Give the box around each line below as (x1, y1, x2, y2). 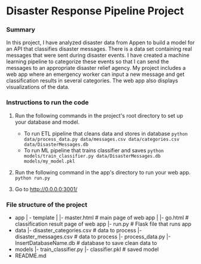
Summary (6, 26, 36, 34)
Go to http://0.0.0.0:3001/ (14, 185, 78, 192)
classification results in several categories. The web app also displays (6, 77, 178, 84)
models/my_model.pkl (23, 158, 75, 164)
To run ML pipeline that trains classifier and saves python (23, 146, 165, 154)
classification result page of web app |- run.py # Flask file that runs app (14, 220, 191, 228)
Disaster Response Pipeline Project (6, 4, 184, 18)
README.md (14, 252, 47, 259)
